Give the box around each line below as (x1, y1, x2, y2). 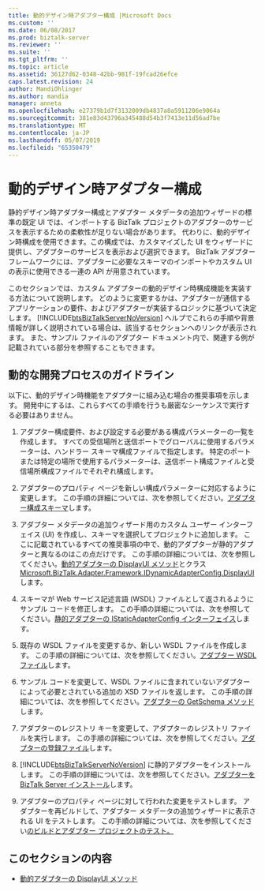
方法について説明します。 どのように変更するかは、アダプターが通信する (14, 294, 251, 303)
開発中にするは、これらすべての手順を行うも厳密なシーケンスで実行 (23, 400, 244, 410)
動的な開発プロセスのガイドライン (8, 368, 174, 381)
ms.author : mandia (8, 92, 69, 100)
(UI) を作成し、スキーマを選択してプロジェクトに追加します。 (42, 530, 242, 539)
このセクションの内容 (8, 852, 112, 865)
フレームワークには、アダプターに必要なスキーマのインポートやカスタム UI (8, 257, 252, 267)
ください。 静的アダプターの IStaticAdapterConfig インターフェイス (19, 614, 237, 623)
